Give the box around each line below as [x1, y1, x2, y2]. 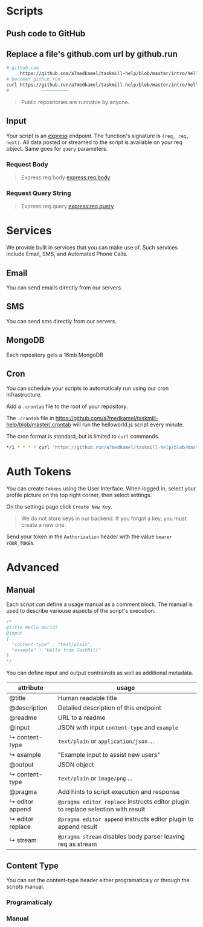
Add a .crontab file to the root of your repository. [6, 403, 128, 410]
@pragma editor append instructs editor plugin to [57, 815, 194, 823]
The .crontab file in [6, 415, 54, 422]
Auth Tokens [6, 465, 71, 479]
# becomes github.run [6, 76, 61, 82]
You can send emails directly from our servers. [6, 283, 123, 291]
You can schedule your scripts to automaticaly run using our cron [6, 384, 169, 392]
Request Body [6, 160, 48, 168]
